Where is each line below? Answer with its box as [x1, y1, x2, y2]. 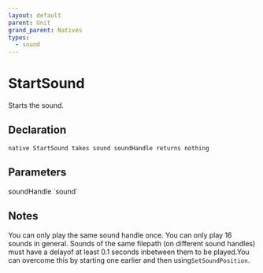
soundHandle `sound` [8, 186, 79, 196]
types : [8, 33, 30, 42]
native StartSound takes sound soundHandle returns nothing [8, 144, 210, 152]
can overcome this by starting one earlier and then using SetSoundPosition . [8, 255, 250, 264]
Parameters [8, 166, 67, 179]
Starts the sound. [8, 101, 65, 110]
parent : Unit [8, 19, 51, 27]
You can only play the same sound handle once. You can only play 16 [8, 230, 232, 240]
